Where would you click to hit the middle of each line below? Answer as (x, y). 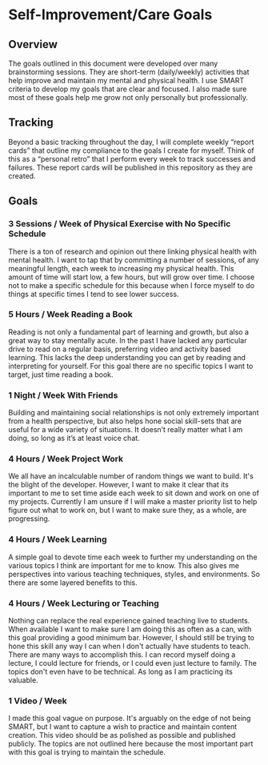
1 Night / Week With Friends (63, 395)
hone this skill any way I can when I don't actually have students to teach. (129, 646)
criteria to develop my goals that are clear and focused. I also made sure (128, 89)
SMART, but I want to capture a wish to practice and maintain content (123, 727)
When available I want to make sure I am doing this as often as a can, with (130, 629)
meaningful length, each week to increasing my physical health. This (121, 268)
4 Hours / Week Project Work (66, 459)
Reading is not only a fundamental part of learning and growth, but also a (129, 332)
